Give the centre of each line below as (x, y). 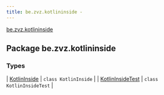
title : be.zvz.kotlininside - (45, 12)
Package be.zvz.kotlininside (61, 48)
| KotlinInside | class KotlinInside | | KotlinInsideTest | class (82, 79)
